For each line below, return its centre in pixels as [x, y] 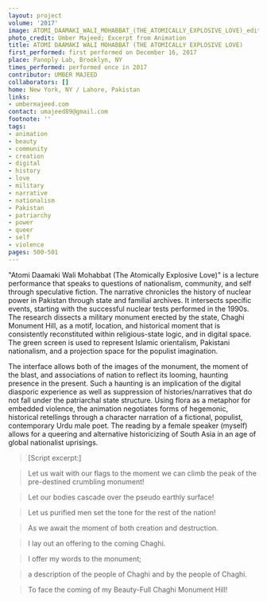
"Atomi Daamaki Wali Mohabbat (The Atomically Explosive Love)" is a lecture [133, 274]
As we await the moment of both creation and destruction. [123, 528]
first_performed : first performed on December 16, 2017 [103, 52]
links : [19, 97]
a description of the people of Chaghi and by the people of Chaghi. [137, 574]
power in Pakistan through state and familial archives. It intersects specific [130, 300]
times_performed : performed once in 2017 [78, 68]
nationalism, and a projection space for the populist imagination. [113, 351]
